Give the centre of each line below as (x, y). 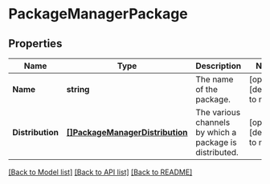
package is (216, 142)
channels (213, 122)
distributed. (217, 152)
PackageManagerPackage (98, 14)
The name (215, 79)
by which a (216, 132)
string (78, 89)
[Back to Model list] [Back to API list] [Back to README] (100, 172)
